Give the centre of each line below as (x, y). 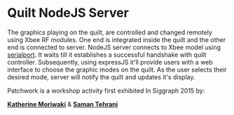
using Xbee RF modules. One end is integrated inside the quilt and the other (117, 39)
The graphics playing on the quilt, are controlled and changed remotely (110, 32)
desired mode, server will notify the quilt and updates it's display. (101, 77)
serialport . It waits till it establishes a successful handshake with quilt (107, 55)
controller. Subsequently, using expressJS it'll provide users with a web (110, 62)
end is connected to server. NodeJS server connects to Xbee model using (114, 47)
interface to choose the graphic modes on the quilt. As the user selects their (117, 69)
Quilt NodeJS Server (68, 13)
